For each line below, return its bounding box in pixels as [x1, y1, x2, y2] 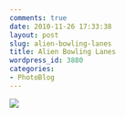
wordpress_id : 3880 [9, 56, 84, 65]
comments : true [9, 13, 68, 23]
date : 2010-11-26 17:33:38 [9, 22, 112, 31]
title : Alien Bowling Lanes [9, 48, 117, 57]
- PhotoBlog [9, 73, 55, 82]
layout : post [9, 30, 59, 39]
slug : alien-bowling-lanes [9, 38, 112, 48]
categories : [9, 65, 55, 74]
